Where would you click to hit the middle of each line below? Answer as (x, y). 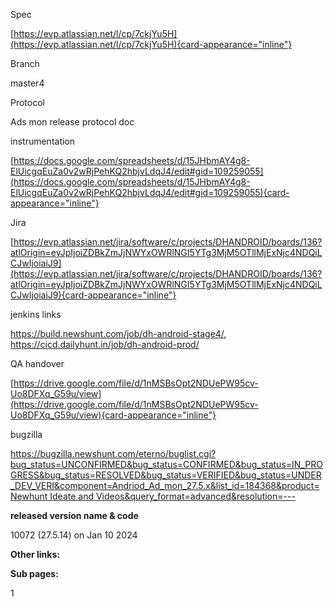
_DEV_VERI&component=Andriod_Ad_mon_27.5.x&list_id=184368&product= (165, 485)
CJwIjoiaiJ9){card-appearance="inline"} (93, 295)
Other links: (35, 554)
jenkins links (36, 314)
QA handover (37, 363)
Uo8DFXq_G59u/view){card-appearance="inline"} (113, 415)
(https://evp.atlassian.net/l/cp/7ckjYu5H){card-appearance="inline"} (151, 44)
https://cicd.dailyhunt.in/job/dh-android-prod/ (105, 344)
